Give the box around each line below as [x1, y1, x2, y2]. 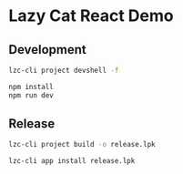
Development [8, 42, 87, 57]
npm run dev [8, 90, 54, 100]
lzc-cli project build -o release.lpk [8, 140, 156, 149]
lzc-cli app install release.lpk [8, 157, 136, 166]
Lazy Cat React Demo [8, 5, 174, 26]
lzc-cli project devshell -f [8, 66, 119, 75]
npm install [8, 82, 54, 91]
